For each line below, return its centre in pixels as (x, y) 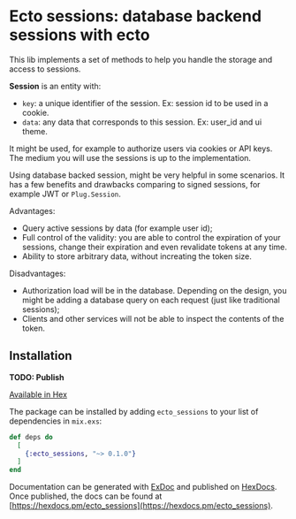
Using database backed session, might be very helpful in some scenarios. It (147, 175)
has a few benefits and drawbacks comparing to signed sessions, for (135, 184)
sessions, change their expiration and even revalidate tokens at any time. (154, 247)
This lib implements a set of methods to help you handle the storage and (141, 59)
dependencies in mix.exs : (56, 421)
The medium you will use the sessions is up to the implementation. (130, 157)
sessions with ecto (80, 35)
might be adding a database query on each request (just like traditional (151, 300)
